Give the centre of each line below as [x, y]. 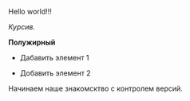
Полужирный [32, 42]
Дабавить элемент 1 [54, 58]
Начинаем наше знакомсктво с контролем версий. [96, 88]
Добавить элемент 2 [55, 73]
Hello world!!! [30, 12]
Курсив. [22, 27]
